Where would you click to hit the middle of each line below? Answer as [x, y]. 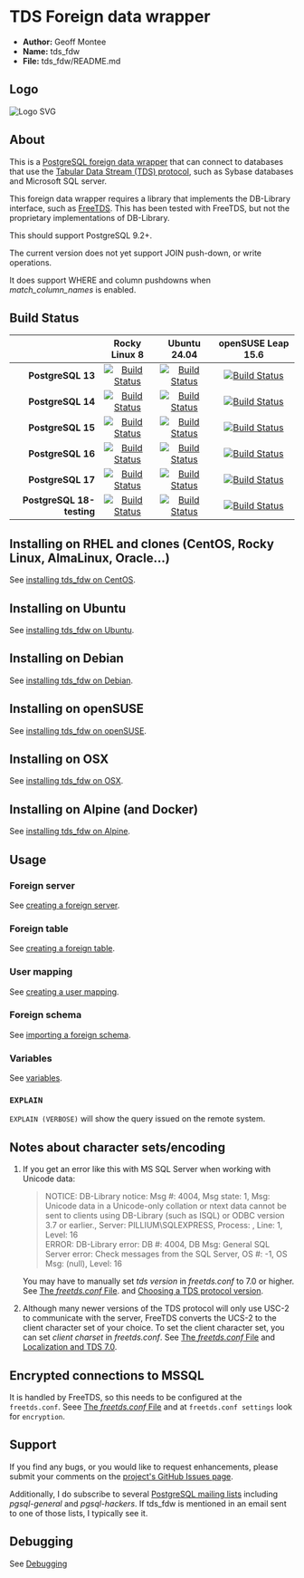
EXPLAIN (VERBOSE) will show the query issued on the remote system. [138, 1119]
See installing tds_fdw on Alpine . [70, 832]
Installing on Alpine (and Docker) [104, 809]
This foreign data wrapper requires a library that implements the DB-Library [150, 198]
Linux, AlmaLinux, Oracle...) [90, 558]
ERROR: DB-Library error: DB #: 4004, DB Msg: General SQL [157, 1245]
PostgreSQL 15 [62, 428]
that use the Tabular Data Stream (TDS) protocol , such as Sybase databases [152, 171]
